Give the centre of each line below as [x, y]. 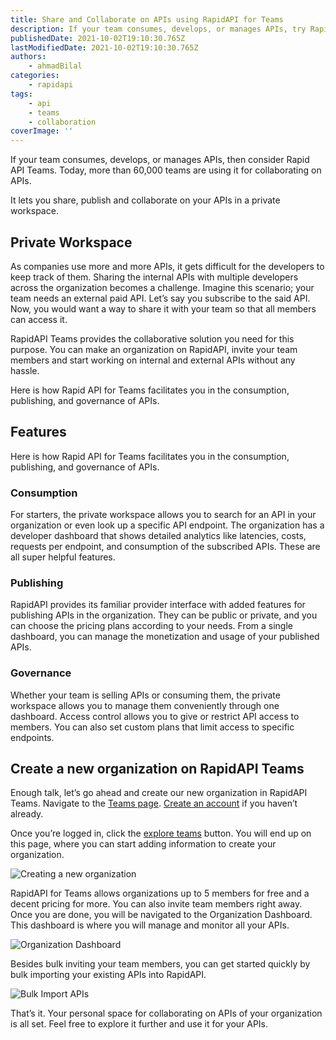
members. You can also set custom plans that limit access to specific [152, 727]
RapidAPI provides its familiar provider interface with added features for [158, 605]
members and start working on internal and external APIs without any [153, 360]
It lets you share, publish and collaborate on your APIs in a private [145, 200]
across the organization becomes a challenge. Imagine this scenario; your [162, 287]
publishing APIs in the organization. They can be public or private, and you [164, 615]
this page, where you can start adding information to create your [143, 844]
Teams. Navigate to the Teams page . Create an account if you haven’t [154, 803]
